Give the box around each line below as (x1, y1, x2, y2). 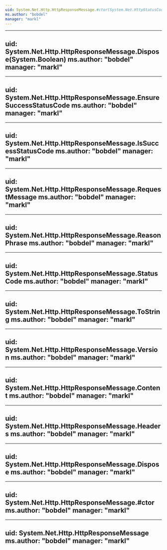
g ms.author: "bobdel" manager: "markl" (5, 315, 136, 324)
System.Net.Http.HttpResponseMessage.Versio (5, 346, 158, 354)
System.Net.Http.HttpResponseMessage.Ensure (5, 93, 160, 102)
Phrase (5, 239, 28, 248)
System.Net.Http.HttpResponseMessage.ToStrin (5, 307, 161, 316)
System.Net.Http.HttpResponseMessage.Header (5, 422, 161, 431)
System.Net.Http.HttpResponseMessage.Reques (5, 185, 162, 194)
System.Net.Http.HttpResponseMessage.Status (5, 269, 158, 277)
